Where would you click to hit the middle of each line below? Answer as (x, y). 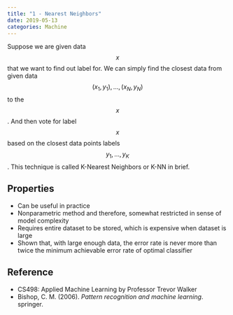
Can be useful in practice (54, 205)
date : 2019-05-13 (33, 20)
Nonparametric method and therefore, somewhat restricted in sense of (119, 213)
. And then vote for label (42, 121)
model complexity (43, 220)
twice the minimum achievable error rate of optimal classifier (105, 250)
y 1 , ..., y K (118, 155)
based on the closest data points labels (64, 143)
